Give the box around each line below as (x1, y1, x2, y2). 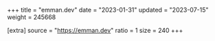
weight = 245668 (7, 13, 56, 21)
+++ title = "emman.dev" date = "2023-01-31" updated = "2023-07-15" (7, 6, 209, 14)
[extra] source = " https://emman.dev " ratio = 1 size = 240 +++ (7, 27, 183, 34)
